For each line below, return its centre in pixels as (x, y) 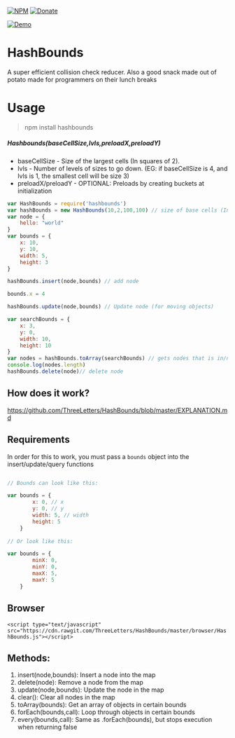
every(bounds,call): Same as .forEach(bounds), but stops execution (115, 720)
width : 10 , (36, 339)
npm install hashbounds (59, 127)
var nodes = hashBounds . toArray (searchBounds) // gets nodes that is (111, 358)
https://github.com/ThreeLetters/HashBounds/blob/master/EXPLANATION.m (117, 410)
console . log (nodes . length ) (47, 365)
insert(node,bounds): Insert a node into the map (86, 675)
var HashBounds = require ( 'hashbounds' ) (67, 203)
